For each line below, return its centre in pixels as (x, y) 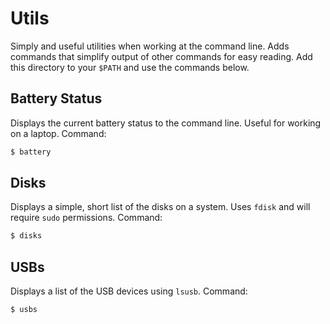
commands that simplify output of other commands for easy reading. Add (161, 56)
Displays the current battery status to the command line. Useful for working (166, 123)
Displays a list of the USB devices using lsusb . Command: (129, 291)
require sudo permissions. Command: (86, 218)
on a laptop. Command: (58, 133)
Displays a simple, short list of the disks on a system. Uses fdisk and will (160, 207)
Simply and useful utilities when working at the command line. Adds (150, 46)
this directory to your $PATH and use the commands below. (130, 67)
